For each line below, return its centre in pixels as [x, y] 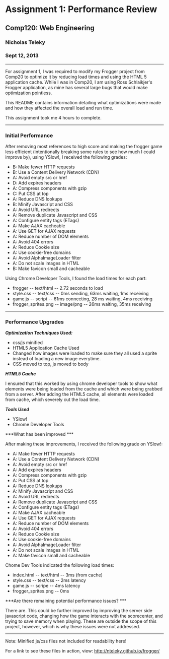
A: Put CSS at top [30, 481]
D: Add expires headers [37, 183]
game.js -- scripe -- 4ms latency [46, 586]
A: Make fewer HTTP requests [44, 454]
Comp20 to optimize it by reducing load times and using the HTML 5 [76, 77]
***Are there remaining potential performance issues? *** [66, 601]
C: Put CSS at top [30, 194]
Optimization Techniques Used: [39, 333]
